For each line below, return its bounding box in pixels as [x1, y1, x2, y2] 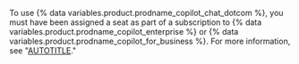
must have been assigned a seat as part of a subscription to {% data [9, 17, 262, 28]
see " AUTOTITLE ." [9, 45, 77, 56]
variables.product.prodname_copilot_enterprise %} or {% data [9, 27, 239, 36]
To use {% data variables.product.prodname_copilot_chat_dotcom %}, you [9, 8, 284, 18]
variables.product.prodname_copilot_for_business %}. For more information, [9, 36, 291, 46]
